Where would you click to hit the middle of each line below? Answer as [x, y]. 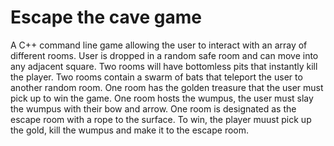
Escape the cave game [106, 17]
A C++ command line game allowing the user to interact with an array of [159, 45]
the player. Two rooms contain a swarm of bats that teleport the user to [156, 77]
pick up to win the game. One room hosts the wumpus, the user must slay [162, 98]
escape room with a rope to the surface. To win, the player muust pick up [161, 119]
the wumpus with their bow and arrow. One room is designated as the [153, 108]
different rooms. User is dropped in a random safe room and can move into [164, 55]
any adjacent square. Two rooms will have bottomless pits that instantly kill [164, 66]
